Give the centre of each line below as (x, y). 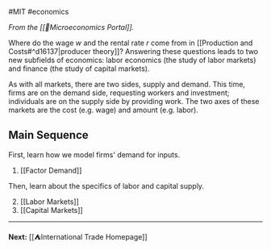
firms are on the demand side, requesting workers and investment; (119, 93)
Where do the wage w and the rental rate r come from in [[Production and (131, 43)
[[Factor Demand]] (51, 170)
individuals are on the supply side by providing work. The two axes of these (134, 101)
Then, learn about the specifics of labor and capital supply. (106, 185)
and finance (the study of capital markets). (79, 69)
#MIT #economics (39, 12)
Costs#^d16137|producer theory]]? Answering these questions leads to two (133, 51)
